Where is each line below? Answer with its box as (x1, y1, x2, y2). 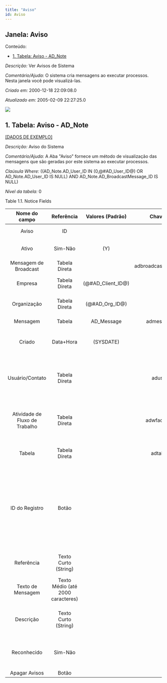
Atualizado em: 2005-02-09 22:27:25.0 (5, 97, 86, 103)
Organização (12, 301, 42, 308)
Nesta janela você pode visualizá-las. (5, 78, 82, 84)
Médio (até (52, 583, 78, 590)
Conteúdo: (5, 43, 27, 50)
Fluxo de (16, 417, 37, 424)
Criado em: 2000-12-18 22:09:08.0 (5, 88, 77, 94)
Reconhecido (11, 649, 43, 656)
